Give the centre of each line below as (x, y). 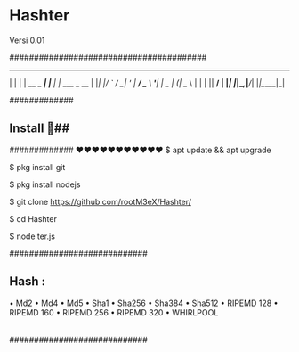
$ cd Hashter (33, 218)
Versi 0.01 (27, 40)
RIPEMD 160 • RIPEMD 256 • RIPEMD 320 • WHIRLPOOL (114, 312)
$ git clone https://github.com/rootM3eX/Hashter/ (100, 201)
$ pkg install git (37, 167)
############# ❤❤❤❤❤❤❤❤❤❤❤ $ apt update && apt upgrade (140, 150)
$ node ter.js (32, 236)
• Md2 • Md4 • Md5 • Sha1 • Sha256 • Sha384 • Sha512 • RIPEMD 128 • (144, 303)
